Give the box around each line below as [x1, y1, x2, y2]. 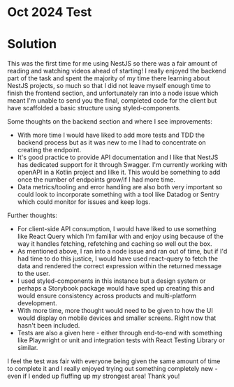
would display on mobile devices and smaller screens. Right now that [17, 314, 217, 322]
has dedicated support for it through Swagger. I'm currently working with [17, 161, 228, 169]
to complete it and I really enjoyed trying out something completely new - [7, 365, 218, 373]
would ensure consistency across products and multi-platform [17, 291, 197, 300]
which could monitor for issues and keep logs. [17, 198, 151, 206]
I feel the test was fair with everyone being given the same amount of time [7, 357, 221, 365]
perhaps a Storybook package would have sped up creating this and [17, 284, 214, 293]
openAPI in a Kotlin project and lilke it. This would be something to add [17, 168, 221, 177]
